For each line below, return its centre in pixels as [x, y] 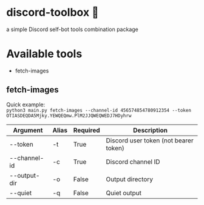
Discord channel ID [133, 162]
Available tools [44, 54]
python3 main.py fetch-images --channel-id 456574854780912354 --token [99, 110]
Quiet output [124, 193]
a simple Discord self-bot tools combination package [72, 29]
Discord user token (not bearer [150, 141]
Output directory [130, 179]
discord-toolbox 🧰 [53, 12]
